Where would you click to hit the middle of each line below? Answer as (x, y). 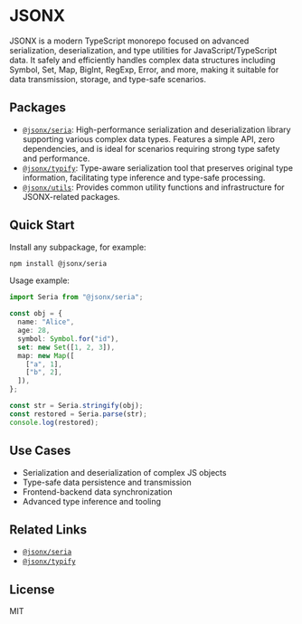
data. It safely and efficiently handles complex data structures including (142, 60)
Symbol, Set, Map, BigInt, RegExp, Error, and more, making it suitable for (144, 70)
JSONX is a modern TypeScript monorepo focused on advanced (129, 41)
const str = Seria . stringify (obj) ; (76, 406)
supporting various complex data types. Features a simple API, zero (149, 139)
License (32, 589)
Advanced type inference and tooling (91, 501)
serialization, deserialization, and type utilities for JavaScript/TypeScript (143, 50)
